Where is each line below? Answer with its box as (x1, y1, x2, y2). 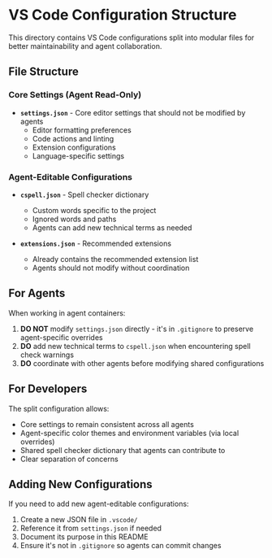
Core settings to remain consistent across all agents (19, 419, 195, 429)
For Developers (8, 382, 88, 396)
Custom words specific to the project (32, 205, 157, 215)
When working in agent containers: (8, 307, 126, 318)
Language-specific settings (32, 150, 124, 160)
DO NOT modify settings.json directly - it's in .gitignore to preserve (19, 324, 254, 333)
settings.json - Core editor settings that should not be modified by (19, 107, 246, 117)
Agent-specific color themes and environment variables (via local (19, 428, 240, 438)
